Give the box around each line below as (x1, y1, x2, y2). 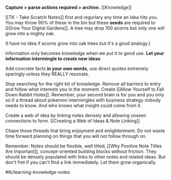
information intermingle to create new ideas (5, 56, 101, 62)
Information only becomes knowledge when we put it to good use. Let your (5, 50, 164, 56)
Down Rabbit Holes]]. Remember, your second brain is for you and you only (5, 92, 165, 97)
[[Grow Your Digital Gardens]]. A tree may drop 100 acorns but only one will (5, 25, 165, 31)
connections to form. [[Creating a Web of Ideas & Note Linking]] (5, 118, 140, 124)
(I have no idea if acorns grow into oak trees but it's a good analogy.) (5, 40, 151, 46)
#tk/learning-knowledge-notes (5, 169, 70, 175)
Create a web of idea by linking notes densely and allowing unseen (5, 112, 147, 118)
